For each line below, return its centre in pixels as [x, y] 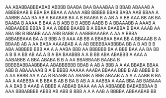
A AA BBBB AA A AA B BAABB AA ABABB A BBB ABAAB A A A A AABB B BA [83, 75]
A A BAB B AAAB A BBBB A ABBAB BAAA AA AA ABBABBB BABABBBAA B [81, 86]
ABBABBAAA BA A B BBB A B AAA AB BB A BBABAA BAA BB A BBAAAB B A [83, 39]
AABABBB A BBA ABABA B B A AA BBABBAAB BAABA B [63, 60]
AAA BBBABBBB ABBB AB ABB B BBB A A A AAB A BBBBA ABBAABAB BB [81, 91]
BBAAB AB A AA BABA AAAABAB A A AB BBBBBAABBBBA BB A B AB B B [80, 44]
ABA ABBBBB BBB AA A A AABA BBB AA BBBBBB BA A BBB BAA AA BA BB [82, 49]
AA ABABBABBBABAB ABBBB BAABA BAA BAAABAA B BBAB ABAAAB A [80, 7]
